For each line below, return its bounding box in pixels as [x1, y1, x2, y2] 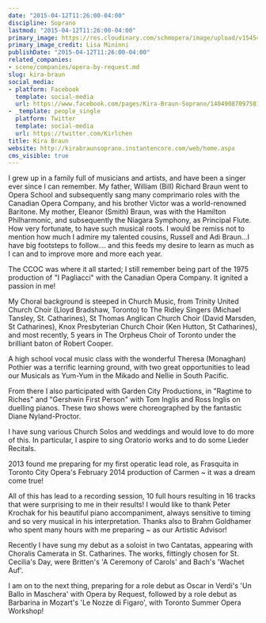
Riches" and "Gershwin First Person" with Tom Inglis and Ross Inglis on [8, 395, 241, 404]
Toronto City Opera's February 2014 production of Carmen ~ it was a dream [8, 468, 256, 477]
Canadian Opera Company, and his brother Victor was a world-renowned [8, 199, 247, 208]
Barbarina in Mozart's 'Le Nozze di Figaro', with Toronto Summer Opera [8, 598, 241, 607]
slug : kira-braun [8, 71, 66, 78]
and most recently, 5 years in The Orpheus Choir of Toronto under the [8, 331, 236, 340]
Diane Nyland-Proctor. [8, 411, 82, 421]
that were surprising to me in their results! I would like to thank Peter [8, 500, 231, 510]
